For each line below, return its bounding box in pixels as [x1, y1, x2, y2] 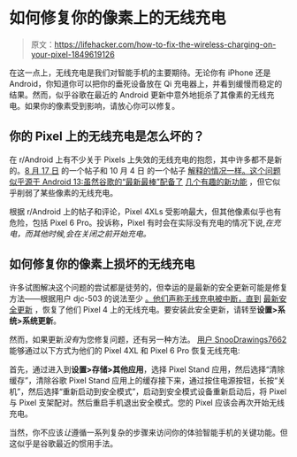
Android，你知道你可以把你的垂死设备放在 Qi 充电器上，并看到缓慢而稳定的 [9, 78, 283, 89]
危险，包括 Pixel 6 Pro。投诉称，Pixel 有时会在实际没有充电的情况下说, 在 [9, 217, 274, 228]
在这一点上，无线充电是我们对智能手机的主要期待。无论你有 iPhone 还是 [9, 67, 271, 78]
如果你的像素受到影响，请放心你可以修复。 [24, 100, 179, 111]
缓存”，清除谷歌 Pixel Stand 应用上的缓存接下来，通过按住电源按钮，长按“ [9, 375, 278, 385]
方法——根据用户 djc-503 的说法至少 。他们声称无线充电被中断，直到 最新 [9, 293, 279, 304]
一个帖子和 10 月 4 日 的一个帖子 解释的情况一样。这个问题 [69, 165, 281, 175]
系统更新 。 [21, 315, 62, 326]
